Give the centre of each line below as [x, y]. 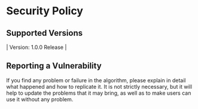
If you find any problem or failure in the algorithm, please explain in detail [96, 80]
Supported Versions [44, 33]
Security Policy [45, 11]
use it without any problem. [40, 99]
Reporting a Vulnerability [54, 66]
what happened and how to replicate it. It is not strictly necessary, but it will [99, 86]
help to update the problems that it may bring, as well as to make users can [99, 93]
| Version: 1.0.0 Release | [36, 47]
